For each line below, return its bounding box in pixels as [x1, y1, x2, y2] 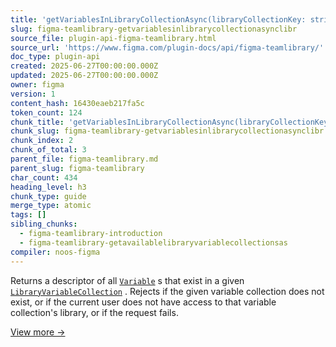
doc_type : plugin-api [10, 52, 101, 62]
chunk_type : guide [10, 191, 87, 201]
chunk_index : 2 [10, 136, 74, 146]
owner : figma [10, 80, 65, 90]
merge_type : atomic [10, 201, 92, 211]
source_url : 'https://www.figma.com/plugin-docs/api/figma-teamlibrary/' [10, 42, 325, 53]
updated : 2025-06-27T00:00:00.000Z [10, 71, 159, 81]
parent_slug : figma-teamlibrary [10, 163, 145, 173]
